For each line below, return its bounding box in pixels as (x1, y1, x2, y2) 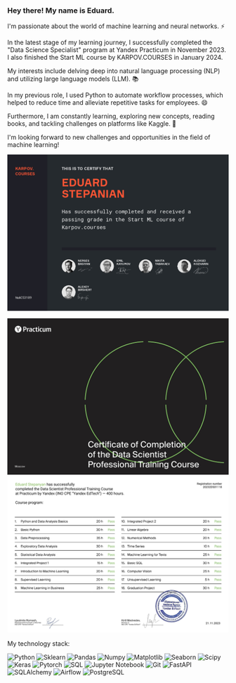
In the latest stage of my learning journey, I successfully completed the (7, 38, 213, 47)
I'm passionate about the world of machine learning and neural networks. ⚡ (7, 22, 225, 30)
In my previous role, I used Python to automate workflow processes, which (7, 91, 223, 100)
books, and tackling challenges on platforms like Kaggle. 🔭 (7, 119, 177, 128)
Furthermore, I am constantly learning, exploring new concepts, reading (7, 112, 216, 121)
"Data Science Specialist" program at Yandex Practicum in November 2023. (7, 46, 226, 54)
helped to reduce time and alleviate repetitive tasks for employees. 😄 (7, 98, 209, 107)
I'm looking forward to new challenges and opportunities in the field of (7, 133, 211, 142)
